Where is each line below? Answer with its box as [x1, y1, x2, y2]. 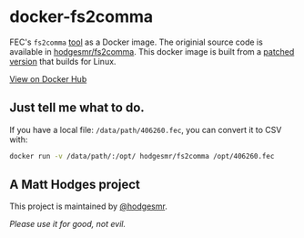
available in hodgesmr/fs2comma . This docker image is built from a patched [9, 46, 295, 57]
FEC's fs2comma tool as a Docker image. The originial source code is [9, 36, 264, 47]
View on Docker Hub [9, 73, 87, 84]
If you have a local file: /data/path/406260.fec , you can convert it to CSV [9, 124, 282, 135]
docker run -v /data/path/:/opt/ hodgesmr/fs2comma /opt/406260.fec [9, 151, 275, 160]
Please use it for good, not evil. [9, 219, 126, 230]
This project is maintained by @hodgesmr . [9, 201, 168, 212]
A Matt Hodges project [9, 177, 141, 192]
